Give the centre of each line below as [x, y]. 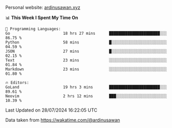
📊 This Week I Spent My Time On [42, 18]
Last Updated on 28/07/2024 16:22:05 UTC [51, 110]
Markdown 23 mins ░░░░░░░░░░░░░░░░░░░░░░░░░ [86, 69]
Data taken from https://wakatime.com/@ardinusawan [63, 120]
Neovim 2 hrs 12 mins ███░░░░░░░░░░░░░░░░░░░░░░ [86, 96]
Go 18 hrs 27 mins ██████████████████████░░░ [86, 33]
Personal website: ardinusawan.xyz [43, 7]
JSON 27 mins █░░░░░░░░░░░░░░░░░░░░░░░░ [86, 51]
